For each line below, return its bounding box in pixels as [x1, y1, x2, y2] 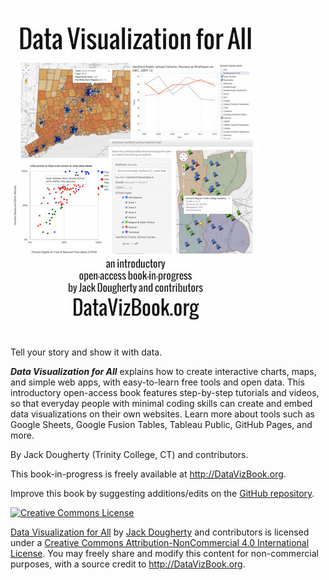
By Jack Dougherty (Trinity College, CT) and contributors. [10, 449, 249, 460]
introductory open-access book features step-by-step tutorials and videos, [10, 387, 320, 398]
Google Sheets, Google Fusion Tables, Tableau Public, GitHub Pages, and [10, 419, 313, 430]
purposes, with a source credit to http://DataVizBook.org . [10, 558, 246, 570]
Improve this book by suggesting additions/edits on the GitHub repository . [10, 488, 315, 499]
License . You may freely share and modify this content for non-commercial [10, 548, 319, 559]
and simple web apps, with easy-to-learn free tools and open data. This [10, 376, 305, 388]
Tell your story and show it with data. [10, 346, 163, 358]
